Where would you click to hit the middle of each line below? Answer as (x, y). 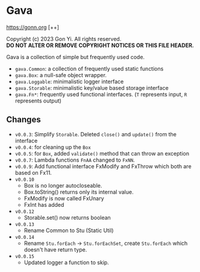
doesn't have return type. (55, 249)
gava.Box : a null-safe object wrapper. (61, 75)
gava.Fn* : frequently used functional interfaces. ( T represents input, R (101, 94)
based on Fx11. (33, 172)
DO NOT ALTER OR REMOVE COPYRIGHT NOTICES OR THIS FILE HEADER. (100, 45)
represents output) (38, 101)
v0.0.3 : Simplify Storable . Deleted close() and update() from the (95, 134)
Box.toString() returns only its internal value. (79, 192)
